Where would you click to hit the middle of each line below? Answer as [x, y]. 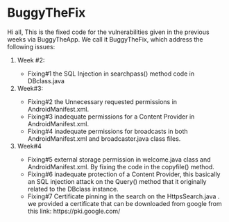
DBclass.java [46, 80]
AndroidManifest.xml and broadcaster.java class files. [104, 138]
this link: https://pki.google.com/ [74, 211]
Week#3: [30, 88]
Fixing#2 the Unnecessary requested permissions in [102, 101]
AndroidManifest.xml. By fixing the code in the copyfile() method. [121, 166]
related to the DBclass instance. [73, 189]
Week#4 [29, 146]
